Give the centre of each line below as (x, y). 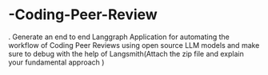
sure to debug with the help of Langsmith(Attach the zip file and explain (126, 53)
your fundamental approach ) (56, 62)
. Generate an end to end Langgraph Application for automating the (119, 37)
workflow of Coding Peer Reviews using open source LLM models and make (134, 45)
